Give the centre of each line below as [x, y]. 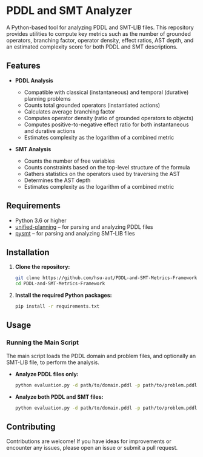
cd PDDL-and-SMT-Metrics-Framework [60, 284]
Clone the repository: [42, 267]
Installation [28, 252]
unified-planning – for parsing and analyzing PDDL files [84, 227]
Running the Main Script [43, 342]
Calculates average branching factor [70, 111]
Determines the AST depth [57, 180]
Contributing [31, 426]
